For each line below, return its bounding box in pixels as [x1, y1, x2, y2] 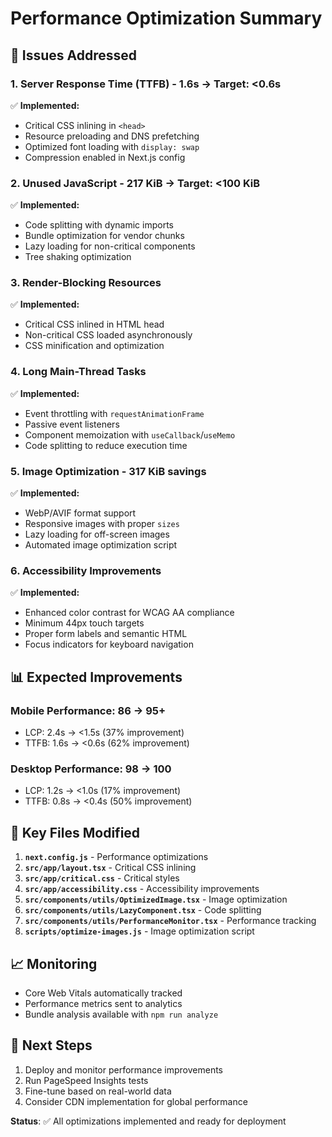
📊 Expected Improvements [10, 668, 183, 686]
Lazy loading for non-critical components [24, 240, 196, 252]
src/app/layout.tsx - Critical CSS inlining [24, 862, 197, 874]
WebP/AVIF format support [24, 507, 137, 519]
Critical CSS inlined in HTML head [24, 318, 165, 331]
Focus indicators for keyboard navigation [24, 638, 194, 651]
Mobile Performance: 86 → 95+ [10, 703, 167, 717]
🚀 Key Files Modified [10, 824, 141, 841]
